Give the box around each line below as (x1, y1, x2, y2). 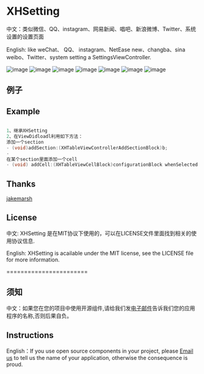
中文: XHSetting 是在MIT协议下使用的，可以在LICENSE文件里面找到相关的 (6, 229, 192, 237)
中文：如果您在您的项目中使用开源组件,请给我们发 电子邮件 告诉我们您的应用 (6, 304, 195, 312)
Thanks (6, 178, 36, 189)
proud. (6, 361, 23, 368)
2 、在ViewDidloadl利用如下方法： (6, 133, 84, 140)
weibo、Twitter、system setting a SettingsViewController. (6, 53, 151, 61)
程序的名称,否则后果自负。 (6, 312, 73, 319)
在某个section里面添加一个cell (6, 156, 78, 163)
